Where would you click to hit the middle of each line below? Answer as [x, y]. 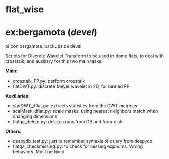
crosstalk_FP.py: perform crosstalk [49, 81]
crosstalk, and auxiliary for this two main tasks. [54, 61]
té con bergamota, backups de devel [43, 46]
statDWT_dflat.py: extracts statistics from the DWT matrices [75, 106]
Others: [13, 131]
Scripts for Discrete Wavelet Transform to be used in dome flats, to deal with [85, 56]
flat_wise [25, 9]
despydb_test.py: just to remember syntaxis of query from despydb [82, 141]
